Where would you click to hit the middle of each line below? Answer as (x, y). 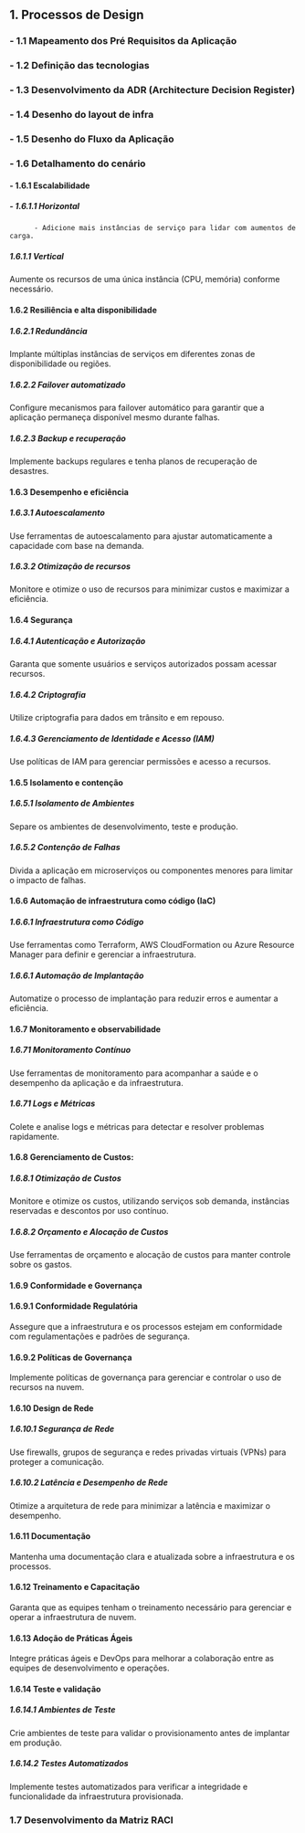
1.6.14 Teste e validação (55, 1689)
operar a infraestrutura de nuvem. (73, 1617)
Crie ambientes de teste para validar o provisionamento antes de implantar (150, 1733)
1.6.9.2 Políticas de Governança (71, 1357)
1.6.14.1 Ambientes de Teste (63, 1710)
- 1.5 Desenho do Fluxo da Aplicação (92, 139)
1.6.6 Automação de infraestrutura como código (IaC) (113, 901)
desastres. (29, 470)
